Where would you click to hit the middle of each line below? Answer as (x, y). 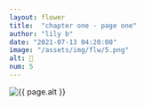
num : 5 (21, 67)
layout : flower (37, 17)
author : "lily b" (41, 34)
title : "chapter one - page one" (73, 26)
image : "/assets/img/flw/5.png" (69, 50)
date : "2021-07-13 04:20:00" (63, 42)
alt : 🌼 (21, 58)
